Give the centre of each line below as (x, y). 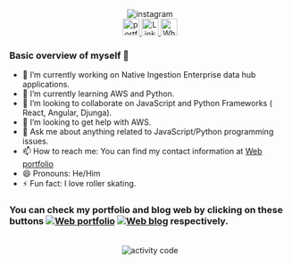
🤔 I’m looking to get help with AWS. (87, 122)
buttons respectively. (119, 221)
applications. (46, 85)
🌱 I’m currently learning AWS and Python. (98, 94)
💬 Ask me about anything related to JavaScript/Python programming (148, 132)
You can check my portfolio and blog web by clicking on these (146, 210)
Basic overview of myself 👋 (69, 55)
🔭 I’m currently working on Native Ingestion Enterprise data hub (139, 75)
